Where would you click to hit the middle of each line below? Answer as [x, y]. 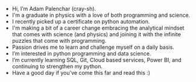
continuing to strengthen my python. [57, 66]
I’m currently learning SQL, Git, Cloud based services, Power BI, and [97, 60]
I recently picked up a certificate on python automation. [81, 21]
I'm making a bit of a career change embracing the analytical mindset [98, 28]
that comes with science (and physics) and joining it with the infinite [96, 34]
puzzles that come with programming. [59, 41]
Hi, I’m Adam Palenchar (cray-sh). [54, 9]
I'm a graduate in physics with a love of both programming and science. [101, 15]
